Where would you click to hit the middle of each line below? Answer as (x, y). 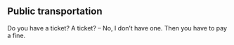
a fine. (17, 35)
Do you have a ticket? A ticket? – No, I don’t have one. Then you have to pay (117, 28)
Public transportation (55, 11)
